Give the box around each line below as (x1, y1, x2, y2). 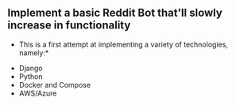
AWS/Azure (18, 88, 57, 98)
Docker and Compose (18, 80, 91, 89)
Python (18, 71, 43, 81)
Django (18, 63, 43, 73)
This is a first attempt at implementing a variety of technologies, (18, 39, 228, 49)
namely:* (18, 47, 49, 58)
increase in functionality (7, 19, 131, 32)
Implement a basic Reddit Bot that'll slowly (7, 6, 223, 20)
